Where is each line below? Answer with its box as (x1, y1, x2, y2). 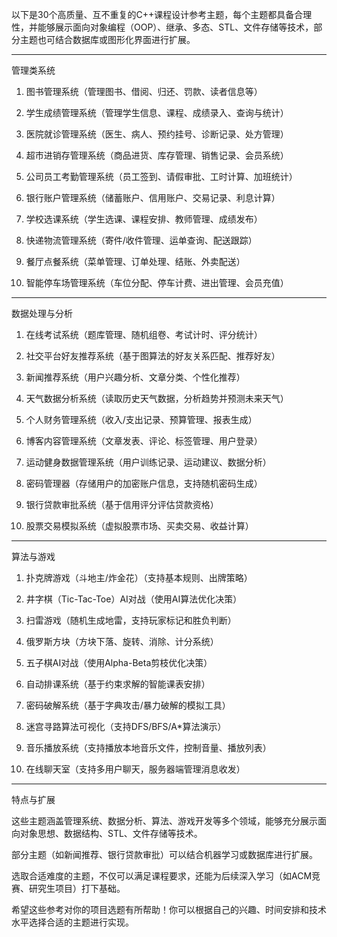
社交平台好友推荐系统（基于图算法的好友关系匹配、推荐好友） (25, 350, 281, 362)
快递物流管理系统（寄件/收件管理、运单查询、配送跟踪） (25, 234, 258, 246)
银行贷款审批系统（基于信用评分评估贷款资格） (25, 499, 219, 510)
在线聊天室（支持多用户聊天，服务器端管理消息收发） (25, 763, 246, 775)
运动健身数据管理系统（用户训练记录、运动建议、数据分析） (25, 456, 272, 468)
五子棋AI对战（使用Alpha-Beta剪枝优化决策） (25, 657, 213, 668)
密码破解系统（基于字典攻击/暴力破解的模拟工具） (25, 699, 231, 711)
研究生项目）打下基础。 (28, 883, 126, 894)
